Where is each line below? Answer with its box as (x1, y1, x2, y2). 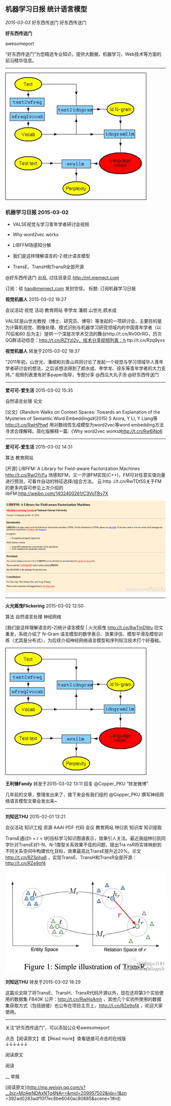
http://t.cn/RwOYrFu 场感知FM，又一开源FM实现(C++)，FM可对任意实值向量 (5, 472, 165, 478)
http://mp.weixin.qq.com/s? (27, 1084, 85, 1090)
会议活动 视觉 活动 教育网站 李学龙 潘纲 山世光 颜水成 (5, 307, 117, 313)
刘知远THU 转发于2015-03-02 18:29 (5, 979, 81, 985)
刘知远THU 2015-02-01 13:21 (5, 813, 66, 819)
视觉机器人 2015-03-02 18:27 (5, 296, 67, 302)
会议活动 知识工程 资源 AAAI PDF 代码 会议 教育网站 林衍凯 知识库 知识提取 (5, 824, 162, 830)
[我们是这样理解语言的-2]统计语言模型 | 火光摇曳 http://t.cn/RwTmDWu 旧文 (5, 624, 163, 630)
